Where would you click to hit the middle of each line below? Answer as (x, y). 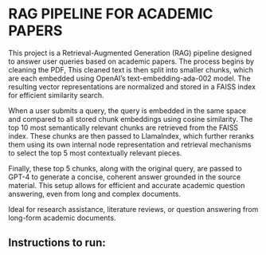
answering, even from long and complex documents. (95, 194)
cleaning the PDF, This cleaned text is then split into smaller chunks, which (131, 69)
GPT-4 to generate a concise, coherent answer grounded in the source (125, 177)
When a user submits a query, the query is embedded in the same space (127, 110)
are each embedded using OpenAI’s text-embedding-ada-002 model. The (129, 78)
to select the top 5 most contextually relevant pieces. (95, 153)
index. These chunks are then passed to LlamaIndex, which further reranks (131, 135)
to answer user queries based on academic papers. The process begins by (131, 61)
